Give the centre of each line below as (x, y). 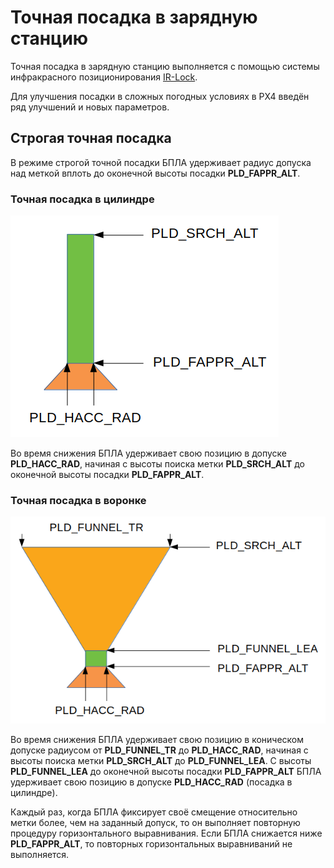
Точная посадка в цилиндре (82, 199)
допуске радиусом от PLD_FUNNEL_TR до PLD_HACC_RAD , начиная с (159, 750)
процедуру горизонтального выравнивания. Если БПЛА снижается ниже (166, 833)
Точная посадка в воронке (78, 500)
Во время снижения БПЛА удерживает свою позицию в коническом (157, 739)
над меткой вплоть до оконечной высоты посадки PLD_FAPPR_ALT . (155, 173)
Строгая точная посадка (91, 138)
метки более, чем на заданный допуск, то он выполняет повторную (155, 822)
